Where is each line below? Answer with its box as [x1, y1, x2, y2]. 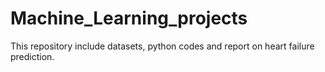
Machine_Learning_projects [10, 7, 248, 30]
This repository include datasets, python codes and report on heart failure [10, 40, 315, 52]
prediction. [10, 50, 55, 62]
